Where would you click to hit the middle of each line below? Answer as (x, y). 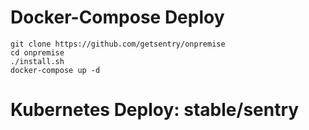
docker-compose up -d (55, 70)
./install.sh (37, 61)
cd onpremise (37, 52)
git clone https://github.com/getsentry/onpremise (118, 44)
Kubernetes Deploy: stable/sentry (155, 110)
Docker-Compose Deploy (117, 17)
